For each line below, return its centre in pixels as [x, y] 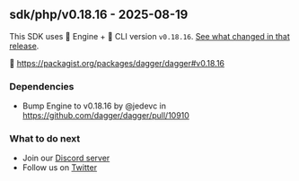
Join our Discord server [66, 158]
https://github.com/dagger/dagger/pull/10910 [106, 116]
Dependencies [42, 86]
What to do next [45, 139]
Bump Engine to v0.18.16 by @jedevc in [94, 106]
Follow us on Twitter [59, 168]
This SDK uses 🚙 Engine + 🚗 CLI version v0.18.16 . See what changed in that [149, 36]
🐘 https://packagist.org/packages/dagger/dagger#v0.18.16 [117, 63]
